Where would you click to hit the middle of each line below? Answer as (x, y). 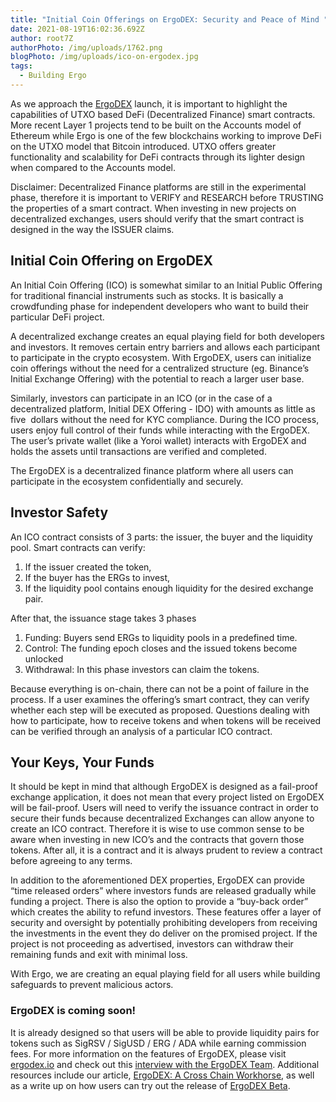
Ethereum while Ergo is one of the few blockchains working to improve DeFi (166, 135)
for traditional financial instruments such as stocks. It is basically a (147, 295)
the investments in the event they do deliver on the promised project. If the (164, 933)
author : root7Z (42, 38)
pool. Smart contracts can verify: (78, 547)
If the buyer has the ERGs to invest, (97, 577)
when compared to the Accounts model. (93, 167)
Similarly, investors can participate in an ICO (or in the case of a (141, 398)
